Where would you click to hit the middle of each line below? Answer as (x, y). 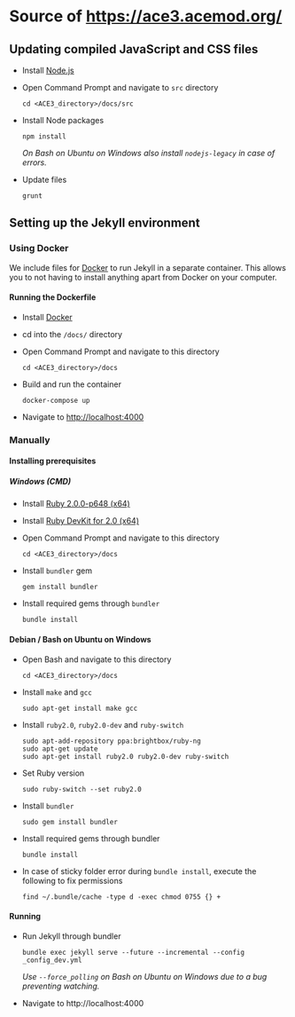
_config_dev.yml (52, 960)
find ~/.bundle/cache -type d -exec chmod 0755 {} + (121, 897)
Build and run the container (72, 384)
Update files (44, 180)
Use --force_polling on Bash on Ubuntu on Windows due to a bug (144, 976)
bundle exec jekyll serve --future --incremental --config (133, 952)
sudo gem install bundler (70, 822)
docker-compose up (56, 400)
